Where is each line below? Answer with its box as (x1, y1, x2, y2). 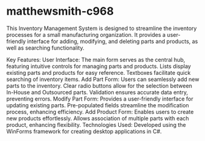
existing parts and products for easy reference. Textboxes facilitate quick (6, 69, 191, 76)
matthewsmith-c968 (6, 4, 114, 18)
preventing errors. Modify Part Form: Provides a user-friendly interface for (6, 95, 194, 102)
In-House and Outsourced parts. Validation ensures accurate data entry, (6, 88, 188, 96)
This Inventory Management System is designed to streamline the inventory (6, 25, 197, 32)
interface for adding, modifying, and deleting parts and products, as (27, 37, 198, 45)
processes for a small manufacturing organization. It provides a (6, 31, 166, 38)
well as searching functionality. (6, 44, 84, 51)
